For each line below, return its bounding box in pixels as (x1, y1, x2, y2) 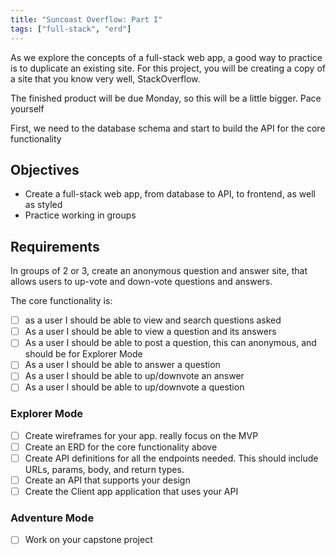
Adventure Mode (10, 511, 95, 525)
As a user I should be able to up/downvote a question (24, 381, 245, 393)
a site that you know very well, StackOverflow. (10, 72, 201, 85)
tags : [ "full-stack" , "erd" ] (10, 24, 132, 34)
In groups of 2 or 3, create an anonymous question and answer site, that (10, 265, 308, 277)
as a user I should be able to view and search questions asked (24, 314, 282, 326)
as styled (24, 199, 63, 211)
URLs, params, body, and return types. (24, 463, 185, 475)
